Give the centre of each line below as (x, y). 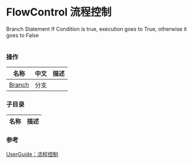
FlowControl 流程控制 (59, 12)
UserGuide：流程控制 (32, 154)
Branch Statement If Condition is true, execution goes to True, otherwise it (96, 29)
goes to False (22, 35)
